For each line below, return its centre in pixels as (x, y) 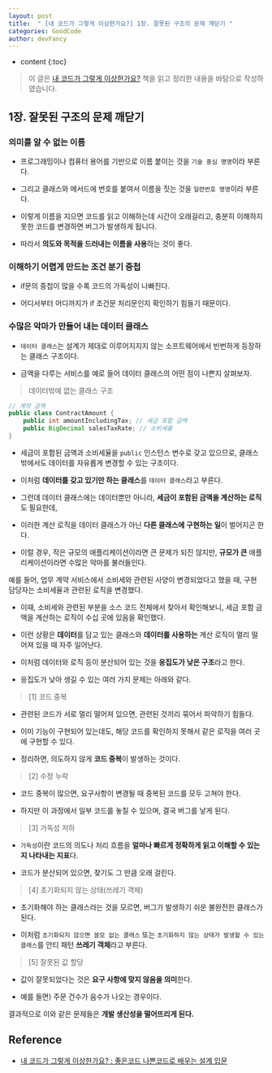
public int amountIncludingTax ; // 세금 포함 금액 (106, 421)
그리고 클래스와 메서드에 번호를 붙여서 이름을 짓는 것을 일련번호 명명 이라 (132, 189)
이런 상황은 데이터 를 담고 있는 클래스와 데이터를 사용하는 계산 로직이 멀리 (135, 635)
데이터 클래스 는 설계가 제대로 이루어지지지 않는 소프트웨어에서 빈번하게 (130, 346)
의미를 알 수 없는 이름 (47, 142)
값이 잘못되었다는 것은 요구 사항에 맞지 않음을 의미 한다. (106, 979)
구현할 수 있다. (52, 741)
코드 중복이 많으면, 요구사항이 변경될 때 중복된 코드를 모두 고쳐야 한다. (130, 793)
